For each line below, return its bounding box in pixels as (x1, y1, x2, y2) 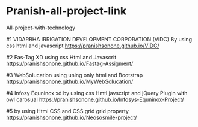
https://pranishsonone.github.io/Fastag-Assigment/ (6, 60, 134, 67)
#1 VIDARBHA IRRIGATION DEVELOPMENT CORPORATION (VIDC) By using (6, 35, 193, 43)
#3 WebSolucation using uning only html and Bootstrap (6, 71, 143, 78)
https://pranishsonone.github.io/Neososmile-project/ (6, 114, 137, 121)
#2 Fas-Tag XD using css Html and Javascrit (6, 53, 116, 61)
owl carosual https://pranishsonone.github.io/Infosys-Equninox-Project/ (6, 96, 185, 103)
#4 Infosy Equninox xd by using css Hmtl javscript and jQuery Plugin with (6, 89, 188, 96)
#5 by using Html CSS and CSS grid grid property (6, 107, 129, 114)
